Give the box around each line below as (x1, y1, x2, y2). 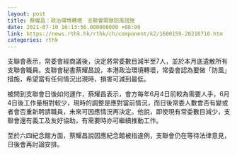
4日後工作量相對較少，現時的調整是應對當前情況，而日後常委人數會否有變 (7, 98, 223, 107)
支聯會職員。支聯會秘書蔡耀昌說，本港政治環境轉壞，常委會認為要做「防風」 (7, 66, 231, 74)
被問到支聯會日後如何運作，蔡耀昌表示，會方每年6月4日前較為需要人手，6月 (7, 90, 230, 98)
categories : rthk (7, 37, 59, 44)
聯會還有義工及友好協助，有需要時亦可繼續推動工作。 (7, 116, 163, 125)
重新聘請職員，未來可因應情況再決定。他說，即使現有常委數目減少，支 (25, 108, 231, 116)
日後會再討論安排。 (7, 140, 64, 149)
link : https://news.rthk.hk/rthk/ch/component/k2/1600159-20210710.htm (7, 30, 223, 38)
